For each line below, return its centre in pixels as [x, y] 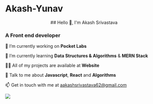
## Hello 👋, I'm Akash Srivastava [84, 22]
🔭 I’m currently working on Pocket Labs [46, 46]
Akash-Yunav [34, 9]
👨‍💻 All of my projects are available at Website [52, 66]
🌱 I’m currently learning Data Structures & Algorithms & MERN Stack [77, 56]
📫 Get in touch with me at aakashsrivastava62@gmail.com [66, 85]
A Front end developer [33, 35]
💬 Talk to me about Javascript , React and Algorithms [61, 75]
